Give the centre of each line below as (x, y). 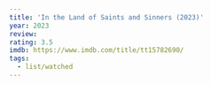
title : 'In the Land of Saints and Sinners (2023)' (106, 17)
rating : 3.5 (31, 42)
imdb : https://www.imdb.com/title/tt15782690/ (97, 50)
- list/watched (45, 67)
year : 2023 (29, 26)
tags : (19, 58)
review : (23, 34)
